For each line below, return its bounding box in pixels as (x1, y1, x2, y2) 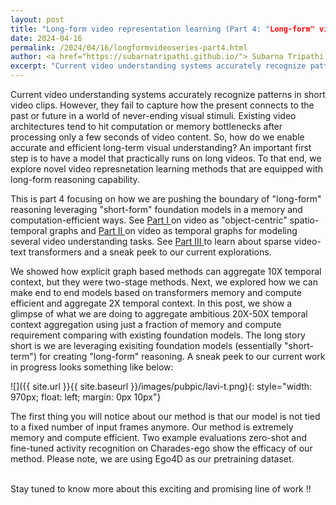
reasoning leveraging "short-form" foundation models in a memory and (10, 204, 303, 215)
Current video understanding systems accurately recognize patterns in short (10, 89, 326, 100)
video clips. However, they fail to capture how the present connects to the (10, 99, 315, 111)
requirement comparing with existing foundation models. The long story (10, 329, 306, 341)
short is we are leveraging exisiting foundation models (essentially (10, 340, 283, 351)
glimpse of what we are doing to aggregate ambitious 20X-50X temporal (10, 308, 308, 320)
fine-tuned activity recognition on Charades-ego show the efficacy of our (10, 442, 313, 454)
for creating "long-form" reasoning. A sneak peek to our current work (38, 351, 326, 362)
